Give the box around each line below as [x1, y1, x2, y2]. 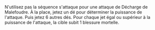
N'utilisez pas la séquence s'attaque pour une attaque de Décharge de [4, 4, 148, 10]
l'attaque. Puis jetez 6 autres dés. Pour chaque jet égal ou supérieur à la [4, 15, 151, 20]
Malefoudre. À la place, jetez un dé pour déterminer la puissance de [4, 9, 142, 15]
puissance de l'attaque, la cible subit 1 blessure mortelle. [4, 19, 119, 25]
